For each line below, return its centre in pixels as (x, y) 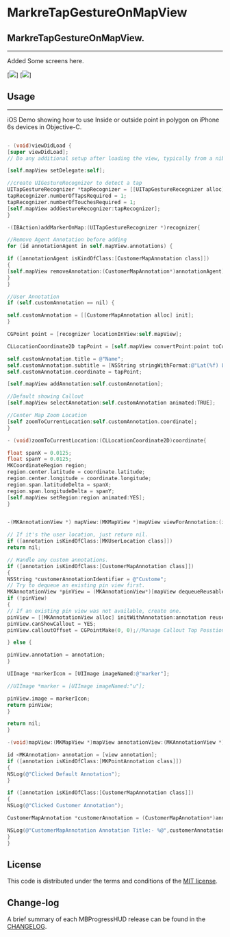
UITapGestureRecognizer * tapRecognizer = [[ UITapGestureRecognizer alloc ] (116, 190)
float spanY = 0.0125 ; (39, 459)
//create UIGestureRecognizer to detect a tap (75, 183)
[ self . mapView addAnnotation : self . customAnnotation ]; (86, 384)
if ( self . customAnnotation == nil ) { (61, 303)
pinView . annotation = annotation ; (56, 655)
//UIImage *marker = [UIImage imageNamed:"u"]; (76, 686)
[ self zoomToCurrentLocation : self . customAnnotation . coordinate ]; (102, 421)
